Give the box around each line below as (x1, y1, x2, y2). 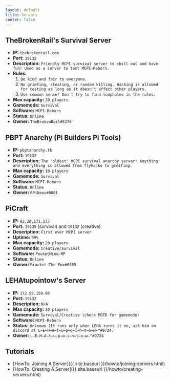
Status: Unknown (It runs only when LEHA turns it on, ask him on (12, 322, 156, 328)
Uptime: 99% (12, 234, 39, 240)
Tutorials (5, 347, 34, 356)
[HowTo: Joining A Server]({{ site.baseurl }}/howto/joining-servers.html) (12, 360, 165, 367)
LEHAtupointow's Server (5, 276, 86, 285)
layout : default (5, 7, 40, 13)
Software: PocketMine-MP (12, 250, 66, 257)
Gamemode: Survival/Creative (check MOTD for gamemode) (12, 311, 140, 317)
